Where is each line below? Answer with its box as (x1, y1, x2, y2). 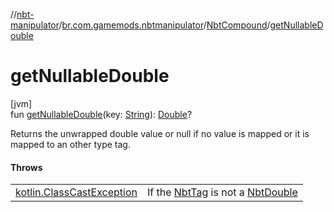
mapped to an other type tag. (10, 138, 131, 150)
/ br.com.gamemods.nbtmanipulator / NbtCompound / (58, 19, 271, 31)
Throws (10, 161, 43, 173)
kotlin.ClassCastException (15, 185, 138, 199)
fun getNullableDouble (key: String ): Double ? (10, 108, 193, 120)
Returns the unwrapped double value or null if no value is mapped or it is (10, 127, 310, 139)
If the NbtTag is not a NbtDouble (146, 185, 298, 199)
